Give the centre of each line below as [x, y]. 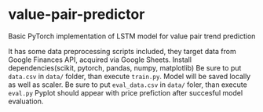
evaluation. [26, 101]
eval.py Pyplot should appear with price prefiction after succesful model [126, 92]
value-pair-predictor [77, 14]
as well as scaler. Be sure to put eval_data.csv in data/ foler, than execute [128, 85]
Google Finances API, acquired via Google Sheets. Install [100, 60]
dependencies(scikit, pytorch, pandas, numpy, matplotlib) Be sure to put [125, 67]
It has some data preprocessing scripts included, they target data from [122, 51]
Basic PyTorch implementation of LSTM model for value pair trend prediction [132, 36]
